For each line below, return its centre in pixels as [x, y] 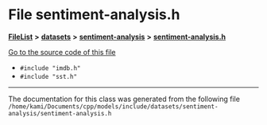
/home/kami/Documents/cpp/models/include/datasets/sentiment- [113, 106]
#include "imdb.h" [50, 68]
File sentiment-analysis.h [94, 15]
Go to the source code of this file [62, 52]
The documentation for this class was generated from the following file [124, 99]
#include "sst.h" [48, 76]
